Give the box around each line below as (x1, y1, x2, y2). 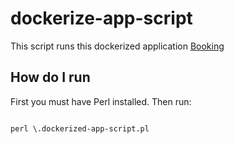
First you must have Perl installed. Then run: (10, 95, 192, 107)
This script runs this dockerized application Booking (10, 40, 225, 52)
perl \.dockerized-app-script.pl (10, 123, 150, 134)
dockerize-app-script (10, 7, 193, 30)
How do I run (10, 69, 91, 86)
